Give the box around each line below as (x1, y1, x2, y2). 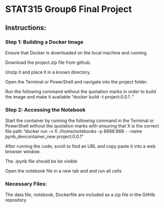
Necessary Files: (5, 180, 47, 187)
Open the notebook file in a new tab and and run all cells (5, 168, 122, 174)
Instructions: (5, 23, 47, 32)
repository (5, 197, 27, 203)
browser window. (5, 148, 41, 154)
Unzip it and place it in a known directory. (5, 69, 91, 75)
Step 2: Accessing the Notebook (5, 106, 86, 113)
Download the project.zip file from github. (5, 59, 91, 65)
